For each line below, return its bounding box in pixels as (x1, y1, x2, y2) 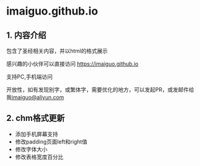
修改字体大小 (15, 145, 47, 153)
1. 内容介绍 (6, 30, 47, 40)
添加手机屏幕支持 (15, 130, 58, 137)
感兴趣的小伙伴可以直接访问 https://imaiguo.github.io (6, 60, 139, 67)
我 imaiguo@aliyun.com (6, 94, 64, 101)
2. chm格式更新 (6, 113, 65, 123)
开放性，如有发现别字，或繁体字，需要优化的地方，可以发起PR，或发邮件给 (6, 86, 195, 93)
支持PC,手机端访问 (6, 73, 53, 80)
